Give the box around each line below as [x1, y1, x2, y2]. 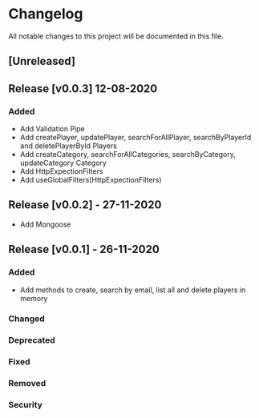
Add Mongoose [19, 219, 71, 229]
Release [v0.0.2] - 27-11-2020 [8, 198, 162, 212]
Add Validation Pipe [19, 124, 86, 134]
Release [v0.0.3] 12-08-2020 [8, 82, 158, 95]
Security [8, 400, 42, 411]
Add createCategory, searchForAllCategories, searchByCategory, [19, 150, 237, 159]
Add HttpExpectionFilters [19, 167, 103, 176]
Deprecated [8, 335, 56, 346]
